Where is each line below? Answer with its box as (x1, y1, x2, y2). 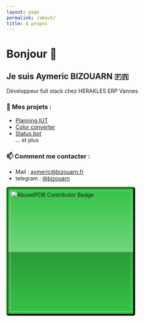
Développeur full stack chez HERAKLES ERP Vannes (6, 87, 138, 95)
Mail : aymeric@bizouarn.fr (15, 168, 84, 175)
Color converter (15, 123, 55, 131)
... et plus (15, 136, 39, 144)
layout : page (6, 9, 40, 15)
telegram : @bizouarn (15, 174, 70, 182)
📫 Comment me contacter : (6, 151, 91, 160)
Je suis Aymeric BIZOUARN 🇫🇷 (6, 71, 129, 82)
